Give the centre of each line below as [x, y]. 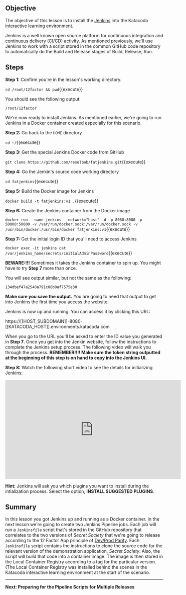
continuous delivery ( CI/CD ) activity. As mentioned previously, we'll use [79, 41]
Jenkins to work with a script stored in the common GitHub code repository [83, 46]
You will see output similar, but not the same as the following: [68, 278]
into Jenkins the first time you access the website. [57, 302]
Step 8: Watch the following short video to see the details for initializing [79, 367]
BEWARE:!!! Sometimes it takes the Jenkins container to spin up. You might [83, 263]
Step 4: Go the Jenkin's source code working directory [62, 172]
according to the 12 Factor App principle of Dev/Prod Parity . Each [72, 541]
